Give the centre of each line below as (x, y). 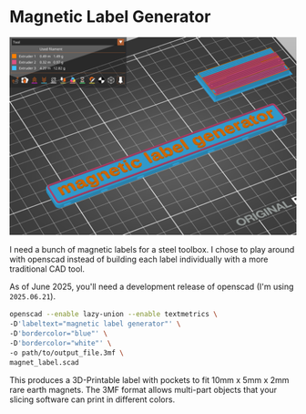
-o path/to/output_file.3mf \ (67, 353)
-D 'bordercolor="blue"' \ (58, 334)
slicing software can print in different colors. (92, 399)
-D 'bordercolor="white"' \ (61, 344)
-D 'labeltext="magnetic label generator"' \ (95, 324)
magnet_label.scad (44, 362)
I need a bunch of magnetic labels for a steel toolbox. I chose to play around (152, 250)
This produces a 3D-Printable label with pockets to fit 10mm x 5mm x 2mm (149, 379)
